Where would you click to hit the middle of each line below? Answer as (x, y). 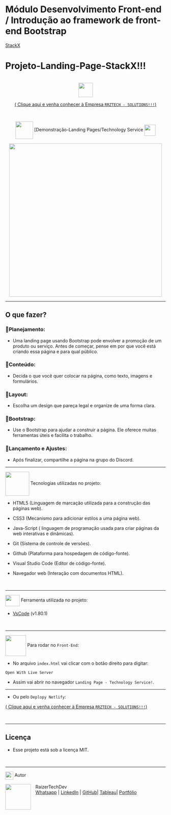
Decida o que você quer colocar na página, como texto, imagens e (82, 376)
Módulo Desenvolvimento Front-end (83, 9)
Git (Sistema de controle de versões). (52, 543)
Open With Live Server (29, 672)
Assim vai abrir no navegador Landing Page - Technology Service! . (83, 682)
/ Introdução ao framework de (69, 20)
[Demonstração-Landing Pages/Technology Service (89, 130)
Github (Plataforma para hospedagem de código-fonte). (71, 553)
